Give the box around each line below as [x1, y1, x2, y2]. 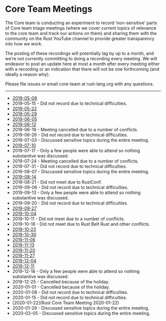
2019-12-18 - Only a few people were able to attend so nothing [12, 268, 140, 274]
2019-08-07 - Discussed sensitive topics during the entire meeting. [12, 168, 150, 174]
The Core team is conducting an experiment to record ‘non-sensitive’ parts [5, 20, 157, 26]
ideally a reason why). [5, 71, 50, 77]
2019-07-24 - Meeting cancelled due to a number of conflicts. [12, 158, 139, 164]
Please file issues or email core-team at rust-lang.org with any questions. [5, 80, 154, 87]
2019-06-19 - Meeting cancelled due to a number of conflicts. [12, 126, 138, 132]
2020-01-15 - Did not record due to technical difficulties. [12, 294, 127, 300]
